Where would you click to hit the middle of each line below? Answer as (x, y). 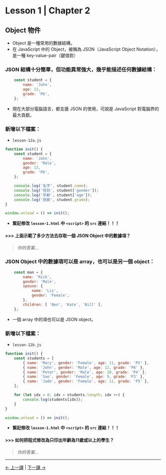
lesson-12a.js (27, 140)
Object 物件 (23, 30)
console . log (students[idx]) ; (53, 400)
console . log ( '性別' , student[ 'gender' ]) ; (57, 190)
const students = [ (34, 358)
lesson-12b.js (27, 345)
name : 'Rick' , (37, 277)
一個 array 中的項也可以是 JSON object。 (54, 319)
